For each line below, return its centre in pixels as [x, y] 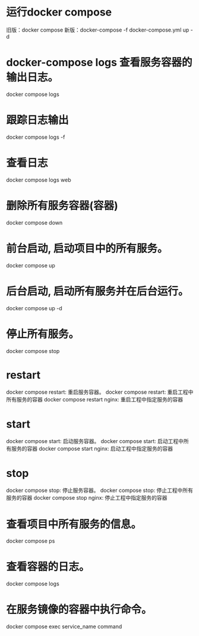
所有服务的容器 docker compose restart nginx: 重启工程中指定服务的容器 [94, 400]
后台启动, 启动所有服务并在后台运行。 [97, 291]
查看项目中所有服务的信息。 [74, 524]
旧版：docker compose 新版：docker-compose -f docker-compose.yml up [98, 30]
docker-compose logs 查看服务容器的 [99, 63]
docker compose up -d [34, 308]
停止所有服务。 [43, 334]
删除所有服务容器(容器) [62, 205]
